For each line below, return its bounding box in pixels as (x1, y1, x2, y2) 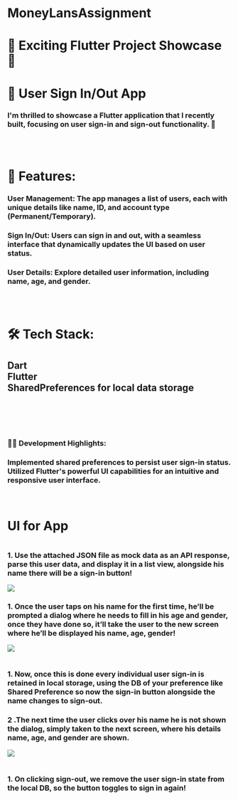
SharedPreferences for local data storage (7, 381, 194, 394)
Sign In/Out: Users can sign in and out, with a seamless (7, 230, 201, 240)
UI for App (7, 517, 69, 534)
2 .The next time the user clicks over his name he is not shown (7, 715, 227, 725)
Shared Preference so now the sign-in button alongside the (7, 687, 215, 697)
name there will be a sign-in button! (7, 568, 133, 578)
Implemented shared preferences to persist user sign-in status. (7, 458, 231, 467)
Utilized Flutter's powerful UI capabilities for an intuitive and (7, 466, 220, 476)
